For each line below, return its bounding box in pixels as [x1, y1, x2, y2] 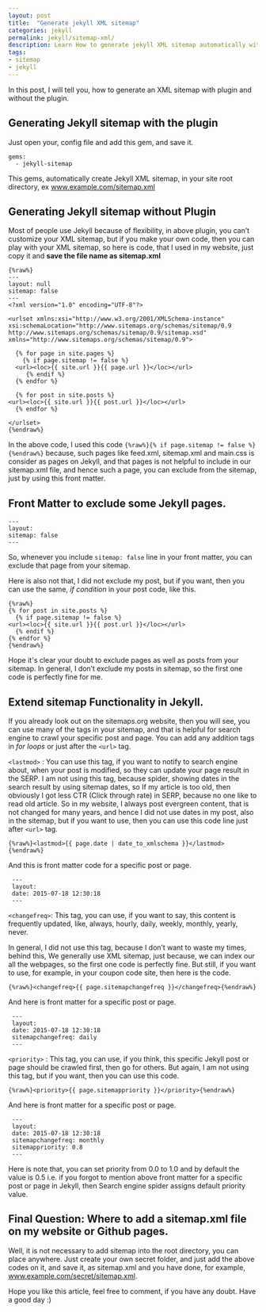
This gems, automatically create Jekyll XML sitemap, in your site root [8, 174, 234, 183]
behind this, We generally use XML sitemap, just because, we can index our [8, 951, 256, 960]
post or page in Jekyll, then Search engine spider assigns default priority [8, 1181, 246, 1190]
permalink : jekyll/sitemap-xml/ [8, 33, 115, 42]
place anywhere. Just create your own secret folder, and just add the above [8, 1254, 255, 1264]
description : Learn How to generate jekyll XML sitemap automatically [8, 41, 246, 49]
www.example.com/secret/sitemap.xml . [8, 1271, 138, 1280]
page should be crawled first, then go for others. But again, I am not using [8, 1063, 249, 1072]
